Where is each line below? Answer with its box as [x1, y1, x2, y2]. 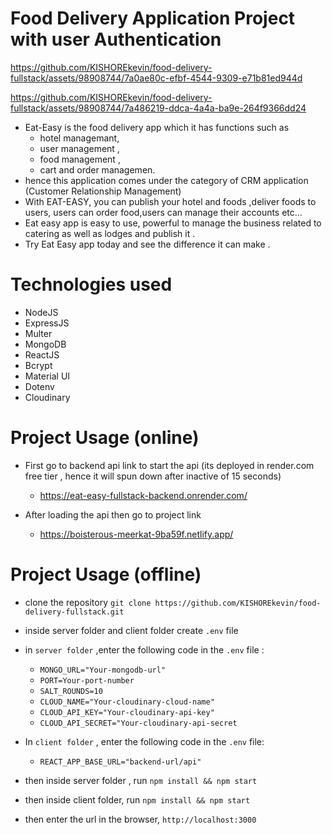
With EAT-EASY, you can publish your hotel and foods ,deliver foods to [24, 195, 317, 207]
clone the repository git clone [24, 596, 152, 608]
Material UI [24, 370, 71, 382]
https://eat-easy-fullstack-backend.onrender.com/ [39, 489, 248, 501]
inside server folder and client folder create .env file [24, 624, 239, 636]
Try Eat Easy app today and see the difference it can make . [24, 238, 271, 250]
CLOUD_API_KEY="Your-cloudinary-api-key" [39, 707, 215, 717]
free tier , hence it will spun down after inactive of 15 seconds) [24, 470, 282, 482]
